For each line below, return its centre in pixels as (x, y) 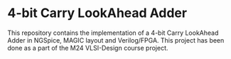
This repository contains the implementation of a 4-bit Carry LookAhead (113, 33)
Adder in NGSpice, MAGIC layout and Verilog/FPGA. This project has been (116, 40)
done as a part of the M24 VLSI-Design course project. (88, 48)
